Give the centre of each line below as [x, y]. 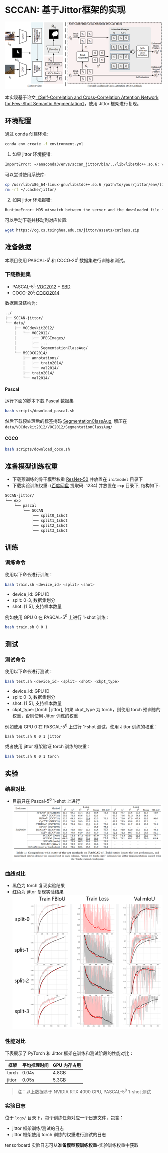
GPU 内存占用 [67, 1065]
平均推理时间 [35, 1065]
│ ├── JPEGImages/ [40, 338]
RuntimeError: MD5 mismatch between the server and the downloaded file [82, 210]
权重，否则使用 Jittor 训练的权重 [45, 716]
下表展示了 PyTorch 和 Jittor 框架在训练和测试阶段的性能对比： [69, 1053]
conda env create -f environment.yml [44, 144]
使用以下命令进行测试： [29, 671]
